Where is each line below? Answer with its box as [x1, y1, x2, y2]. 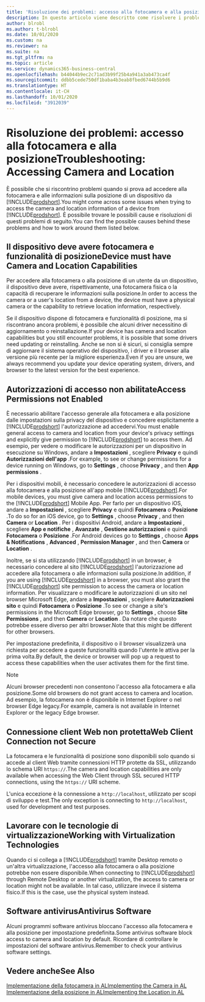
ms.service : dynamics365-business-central [6, 65, 116, 72]
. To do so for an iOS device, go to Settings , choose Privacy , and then [6, 513, 185, 520]
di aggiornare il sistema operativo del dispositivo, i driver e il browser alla [6, 347, 190, 355]
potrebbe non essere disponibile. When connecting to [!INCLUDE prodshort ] [6, 869, 195, 876]
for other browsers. [6, 628, 55, 635]
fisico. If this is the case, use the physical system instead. [6, 888, 149, 896]
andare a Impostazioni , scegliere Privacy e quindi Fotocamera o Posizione [6, 506, 198, 513]
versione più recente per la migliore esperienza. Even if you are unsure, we [6, 353, 193, 361]
